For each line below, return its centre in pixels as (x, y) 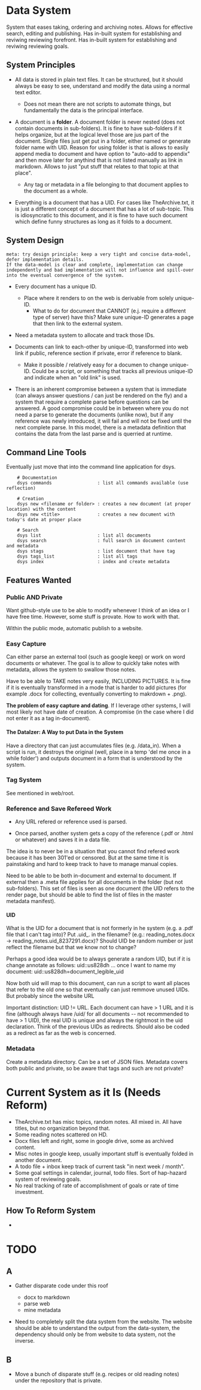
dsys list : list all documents (84, 535)
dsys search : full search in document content (101, 541)
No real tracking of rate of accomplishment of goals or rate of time (97, 1186)
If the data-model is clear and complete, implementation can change (95, 264)
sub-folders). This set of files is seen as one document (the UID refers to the (100, 889)
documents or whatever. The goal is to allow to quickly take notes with (93, 663)
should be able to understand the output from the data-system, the (97, 1328)
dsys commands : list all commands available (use (103, 483)
